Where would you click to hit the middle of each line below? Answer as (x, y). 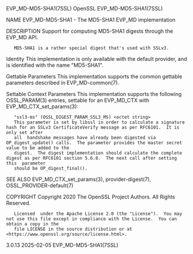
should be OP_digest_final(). (51, 169)
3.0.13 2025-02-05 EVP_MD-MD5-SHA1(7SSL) (62, 245)
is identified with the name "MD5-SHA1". (55, 65)
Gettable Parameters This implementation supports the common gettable (94, 76)
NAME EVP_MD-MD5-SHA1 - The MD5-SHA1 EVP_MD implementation (91, 20)
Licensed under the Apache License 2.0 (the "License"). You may (98, 214)
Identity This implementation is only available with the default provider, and (97, 59)
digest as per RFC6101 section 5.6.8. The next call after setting (92, 158)
